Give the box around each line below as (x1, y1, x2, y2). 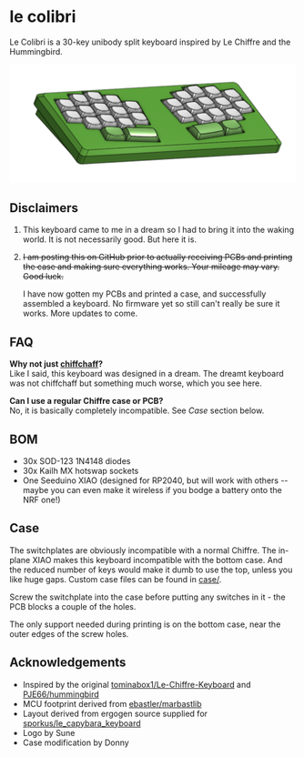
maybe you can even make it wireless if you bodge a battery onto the (22, 485, 282, 496)
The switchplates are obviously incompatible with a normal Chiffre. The (9, 544, 277, 556)
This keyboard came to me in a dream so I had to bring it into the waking (22, 225, 294, 236)
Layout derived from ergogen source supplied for (22, 708, 208, 719)
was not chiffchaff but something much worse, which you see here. (9, 378, 262, 389)
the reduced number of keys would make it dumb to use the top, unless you (9, 564, 293, 575)
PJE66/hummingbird (22, 689, 100, 700)
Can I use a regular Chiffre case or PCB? (9, 396, 164, 407)
